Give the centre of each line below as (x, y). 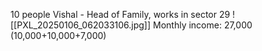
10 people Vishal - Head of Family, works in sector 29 (120, 14)
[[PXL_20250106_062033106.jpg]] (81, 25)
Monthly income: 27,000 (203, 25)
